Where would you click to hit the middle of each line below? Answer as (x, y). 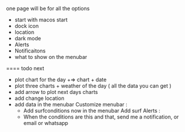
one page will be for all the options (48, 8)
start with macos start (41, 20)
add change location (39, 98)
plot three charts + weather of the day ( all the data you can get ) (93, 86)
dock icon (27, 26)
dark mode (28, 38)
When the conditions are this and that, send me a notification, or (101, 117)
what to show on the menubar (51, 57)
